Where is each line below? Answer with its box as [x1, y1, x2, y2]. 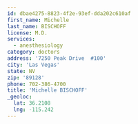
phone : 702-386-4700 [7, 81, 67, 87]
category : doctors [7, 49, 60, 56]
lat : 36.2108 [13, 100, 51, 107]
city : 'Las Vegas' [7, 61, 60, 68]
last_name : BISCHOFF [7, 23, 67, 30]
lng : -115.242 [13, 106, 54, 113]
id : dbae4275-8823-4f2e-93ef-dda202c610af [7, 10, 131, 17]
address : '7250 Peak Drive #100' [7, 55, 107, 62]
